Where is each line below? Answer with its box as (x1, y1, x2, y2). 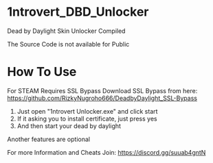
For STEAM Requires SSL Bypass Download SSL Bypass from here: (7, 86, 198, 95)
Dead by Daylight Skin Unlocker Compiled (7, 27, 126, 35)
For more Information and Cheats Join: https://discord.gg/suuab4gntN (7, 148, 206, 156)
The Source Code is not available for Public (7, 40, 130, 48)
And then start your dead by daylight (16, 121, 122, 130)
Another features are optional (7, 135, 91, 143)
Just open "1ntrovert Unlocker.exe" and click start (16, 107, 158, 115)
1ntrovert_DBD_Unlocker (7, 4, 149, 20)
